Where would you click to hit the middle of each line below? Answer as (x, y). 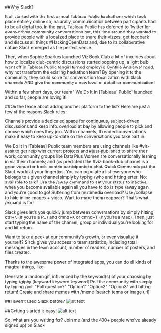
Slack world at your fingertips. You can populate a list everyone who (73, 172)
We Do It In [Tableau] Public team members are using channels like (72, 146)
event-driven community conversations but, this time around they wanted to (80, 32)
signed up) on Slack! (25, 325)
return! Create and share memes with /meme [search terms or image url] (77, 292)
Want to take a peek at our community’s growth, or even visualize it (72, 237)
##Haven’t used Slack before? (35, 301)
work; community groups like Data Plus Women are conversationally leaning (81, 156)
